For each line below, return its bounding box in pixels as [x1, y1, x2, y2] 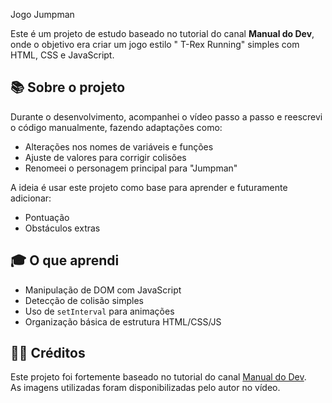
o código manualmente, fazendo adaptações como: [10, 121, 223, 133]
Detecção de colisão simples [24, 294, 144, 306]
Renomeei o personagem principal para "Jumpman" [24, 162, 238, 174]
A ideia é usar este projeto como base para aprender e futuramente [10, 181, 288, 193]
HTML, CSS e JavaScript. [10, 49, 115, 61]
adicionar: [10, 192, 52, 204]
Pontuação [24, 211, 70, 223]
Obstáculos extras [24, 222, 101, 234]
